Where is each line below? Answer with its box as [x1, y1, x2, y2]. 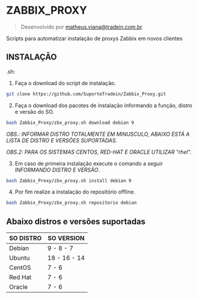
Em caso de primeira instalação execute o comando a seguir [14, 160, 164, 167]
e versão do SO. [14, 108, 55, 115]
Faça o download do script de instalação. [14, 79, 116, 86]
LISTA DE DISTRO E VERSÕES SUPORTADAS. [6, 136, 118, 144]
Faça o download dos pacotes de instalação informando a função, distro [14, 102, 193, 109]
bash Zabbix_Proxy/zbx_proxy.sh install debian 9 [6, 177, 132, 183]
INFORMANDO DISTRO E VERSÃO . [14, 166, 100, 173]
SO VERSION [47, 234, 85, 242]
